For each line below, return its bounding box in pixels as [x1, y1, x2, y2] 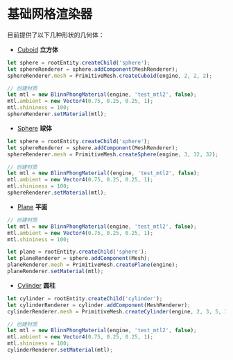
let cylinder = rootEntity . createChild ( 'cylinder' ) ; [7, 295, 163, 302]
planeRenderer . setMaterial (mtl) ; [7, 268, 104, 275]
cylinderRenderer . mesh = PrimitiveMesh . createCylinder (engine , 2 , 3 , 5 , [7, 308, 222, 315]
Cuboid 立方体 [17, 45, 59, 54]
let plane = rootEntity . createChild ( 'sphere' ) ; [7, 248, 148, 256]
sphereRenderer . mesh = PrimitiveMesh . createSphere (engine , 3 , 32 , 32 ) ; [7, 151, 219, 158]
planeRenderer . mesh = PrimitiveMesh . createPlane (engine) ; [7, 261, 178, 268]
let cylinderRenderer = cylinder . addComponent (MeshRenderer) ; [7, 302, 191, 309]
